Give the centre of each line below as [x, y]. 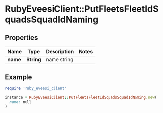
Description [60, 51]
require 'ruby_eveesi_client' [36, 88]
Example [19, 77]
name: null [21, 102]
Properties [22, 38]
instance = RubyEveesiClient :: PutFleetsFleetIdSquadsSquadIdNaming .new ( [81, 97]
